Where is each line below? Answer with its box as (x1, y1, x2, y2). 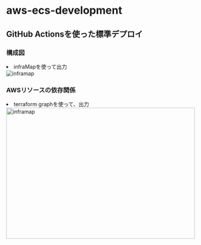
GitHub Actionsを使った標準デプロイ (6, 29, 143, 39)
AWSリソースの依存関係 (6, 86, 76, 94)
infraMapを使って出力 (14, 63, 68, 70)
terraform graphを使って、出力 (14, 101, 90, 108)
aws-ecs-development (6, 4, 123, 17)
